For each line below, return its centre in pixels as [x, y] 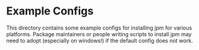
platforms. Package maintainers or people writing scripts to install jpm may [99, 34]
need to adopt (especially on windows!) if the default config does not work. [99, 40]
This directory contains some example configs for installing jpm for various [99, 28]
